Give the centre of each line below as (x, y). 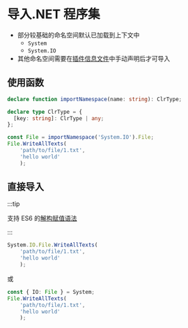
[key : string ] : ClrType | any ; (59, 118)
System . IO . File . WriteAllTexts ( (53, 245)
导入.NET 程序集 (54, 14)
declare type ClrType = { (45, 112)
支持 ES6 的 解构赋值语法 (42, 218)
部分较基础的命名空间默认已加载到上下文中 (78, 35)
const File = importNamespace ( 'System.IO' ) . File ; (81, 137)
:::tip (14, 204)
